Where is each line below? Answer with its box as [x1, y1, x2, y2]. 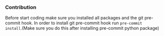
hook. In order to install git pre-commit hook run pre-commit [21, 20, 142, 26]
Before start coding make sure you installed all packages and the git [5, 15, 144, 21]
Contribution [5, 4, 37, 11]
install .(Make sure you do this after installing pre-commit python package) [5, 25, 160, 31]
